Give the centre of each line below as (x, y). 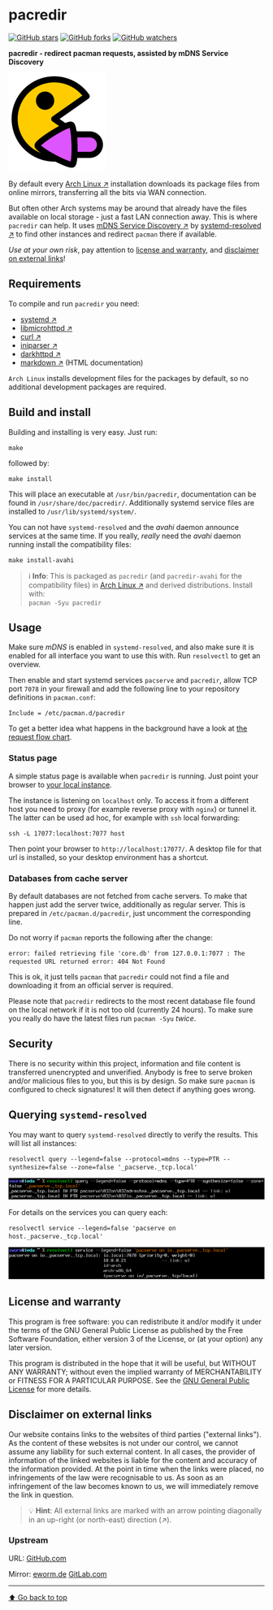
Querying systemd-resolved (78, 1115)
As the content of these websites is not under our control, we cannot (123, 1443)
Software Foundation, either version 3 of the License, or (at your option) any (136, 1339)
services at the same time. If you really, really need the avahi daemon (125, 536)
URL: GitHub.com (37, 1558)
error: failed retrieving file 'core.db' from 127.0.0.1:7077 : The (127, 953)
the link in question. (41, 1495)
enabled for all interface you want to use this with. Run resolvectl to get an (134, 656)
